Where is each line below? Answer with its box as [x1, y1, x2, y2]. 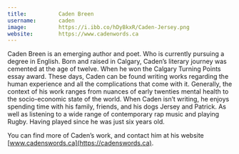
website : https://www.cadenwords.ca [7, 30, 139, 38]
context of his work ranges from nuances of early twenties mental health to [7, 87, 229, 96]
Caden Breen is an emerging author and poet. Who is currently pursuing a [7, 50, 225, 58]
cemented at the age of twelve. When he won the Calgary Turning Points [7, 65, 221, 73]
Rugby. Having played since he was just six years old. [7, 118, 166, 126]
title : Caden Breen [7, 10, 94, 18]
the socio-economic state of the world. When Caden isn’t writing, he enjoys [7, 95, 230, 104]
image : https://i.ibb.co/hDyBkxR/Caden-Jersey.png [7, 23, 190, 31]
